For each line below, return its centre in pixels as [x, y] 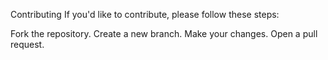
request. [27, 44]
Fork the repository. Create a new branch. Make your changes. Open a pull [164, 33]
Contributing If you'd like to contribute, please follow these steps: [145, 14]
